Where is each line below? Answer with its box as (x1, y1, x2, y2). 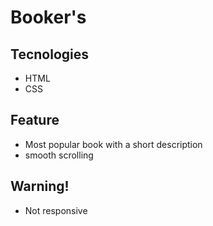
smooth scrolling (24, 149, 94, 161)
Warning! (10, 178, 70, 195)
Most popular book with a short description (24, 138, 203, 150)
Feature (10, 112, 60, 129)
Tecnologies (10, 46, 89, 63)
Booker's (10, 6, 87, 29)
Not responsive (24, 204, 88, 216)
